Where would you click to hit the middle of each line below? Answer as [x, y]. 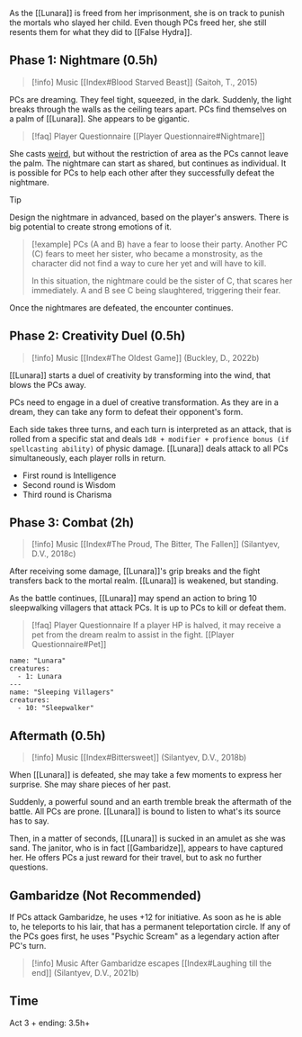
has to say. [29, 821]
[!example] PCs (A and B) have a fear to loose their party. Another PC [160, 244]
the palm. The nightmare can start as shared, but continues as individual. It [148, 163]
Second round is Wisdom [69, 484]
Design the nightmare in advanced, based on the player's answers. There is [149, 217]
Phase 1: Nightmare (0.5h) [84, 61]
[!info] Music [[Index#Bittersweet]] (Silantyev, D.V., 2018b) [139, 757]
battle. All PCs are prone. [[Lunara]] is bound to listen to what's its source [145, 812]
